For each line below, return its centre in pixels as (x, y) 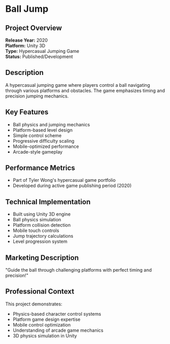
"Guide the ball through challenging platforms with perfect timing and (79, 270)
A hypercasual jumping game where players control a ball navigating (78, 85)
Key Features (27, 112)
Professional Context (40, 291)
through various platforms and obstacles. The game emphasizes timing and (85, 90)
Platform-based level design (43, 130)
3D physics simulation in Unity (45, 336)
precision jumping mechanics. (37, 96)
